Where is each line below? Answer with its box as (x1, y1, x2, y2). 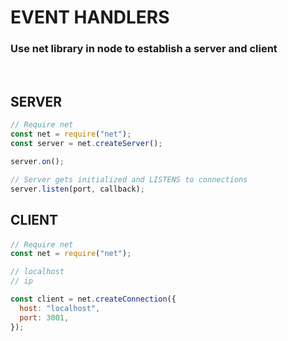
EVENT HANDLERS (10, 6, 170, 29)
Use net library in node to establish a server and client (10, 42, 278, 56)
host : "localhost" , (19, 303, 101, 313)
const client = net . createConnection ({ (10, 294, 177, 305)
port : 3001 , (19, 312, 70, 323)
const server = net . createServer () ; (10, 139, 163, 149)
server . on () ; (10, 156, 65, 166)
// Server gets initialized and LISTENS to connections (10, 174, 248, 185)
